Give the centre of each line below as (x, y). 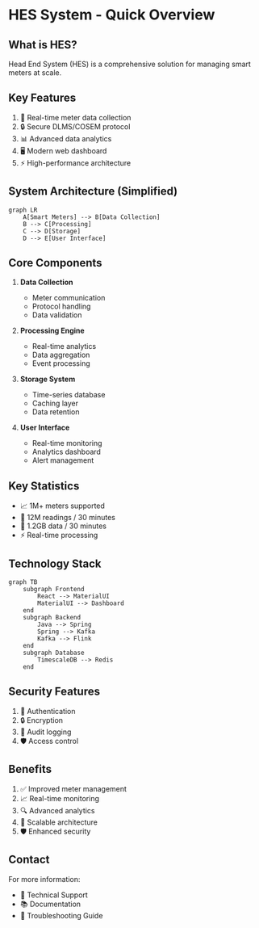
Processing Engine (52, 331)
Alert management (63, 460)
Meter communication (69, 298)
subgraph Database (54, 653)
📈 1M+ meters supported (62, 506)
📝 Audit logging (46, 732)
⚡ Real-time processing (59, 535)
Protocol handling (61, 307)
